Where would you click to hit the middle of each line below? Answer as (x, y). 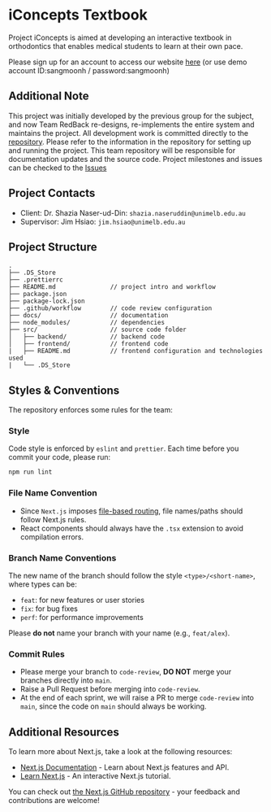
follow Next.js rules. (53, 519)
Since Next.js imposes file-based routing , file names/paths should (131, 511)
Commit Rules (37, 654)
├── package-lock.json (47, 301)
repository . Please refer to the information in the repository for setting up (130, 142)
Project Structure (53, 247)
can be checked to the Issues (58, 168)
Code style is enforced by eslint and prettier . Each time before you (124, 448)
